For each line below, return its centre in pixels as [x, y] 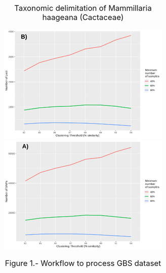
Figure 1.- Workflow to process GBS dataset [83, 263]
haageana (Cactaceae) [83, 17]
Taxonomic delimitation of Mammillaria [83, 8]
